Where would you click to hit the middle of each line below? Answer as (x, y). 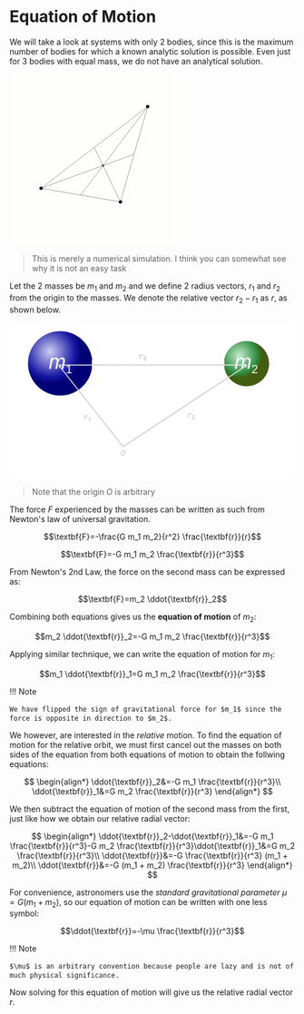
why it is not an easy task (79, 268)
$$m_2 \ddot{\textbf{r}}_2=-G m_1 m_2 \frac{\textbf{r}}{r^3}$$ (152, 636)
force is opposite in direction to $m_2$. (91, 718)
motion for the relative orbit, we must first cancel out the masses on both (146, 744)
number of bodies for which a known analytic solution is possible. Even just (150, 51)
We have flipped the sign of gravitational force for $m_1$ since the (146, 709)
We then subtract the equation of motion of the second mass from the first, (150, 809)
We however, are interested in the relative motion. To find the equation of (146, 735)
